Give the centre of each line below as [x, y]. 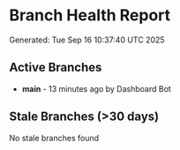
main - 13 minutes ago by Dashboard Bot [97, 88]
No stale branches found [54, 138]
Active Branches [56, 67]
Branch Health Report [90, 15]
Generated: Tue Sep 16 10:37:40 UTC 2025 [87, 40]
